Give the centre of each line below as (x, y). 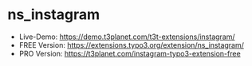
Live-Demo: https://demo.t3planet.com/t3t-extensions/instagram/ (127, 37)
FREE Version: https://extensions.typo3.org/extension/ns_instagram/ (132, 45)
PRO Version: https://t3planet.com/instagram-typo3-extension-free (130, 53)
